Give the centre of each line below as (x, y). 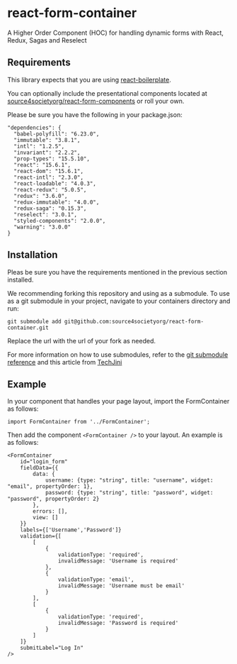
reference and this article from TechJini (65, 362)
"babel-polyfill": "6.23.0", (57, 134)
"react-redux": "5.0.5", (50, 189)
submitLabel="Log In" (52, 648)
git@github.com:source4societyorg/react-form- (134, 321)
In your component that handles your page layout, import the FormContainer (118, 402)
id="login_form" (44, 462)
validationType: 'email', (96, 580)
